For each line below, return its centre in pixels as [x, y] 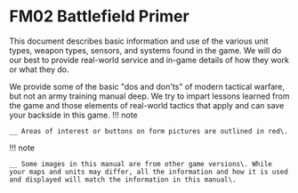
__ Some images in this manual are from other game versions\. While [141, 164]
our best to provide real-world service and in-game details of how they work [149, 60]
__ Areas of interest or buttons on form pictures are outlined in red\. [149, 131]
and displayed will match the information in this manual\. [123, 180]
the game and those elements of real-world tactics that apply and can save [147, 105]
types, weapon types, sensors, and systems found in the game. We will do [145, 50]
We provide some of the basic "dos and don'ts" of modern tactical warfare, [147, 86]
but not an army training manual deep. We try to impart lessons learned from [149, 96]
